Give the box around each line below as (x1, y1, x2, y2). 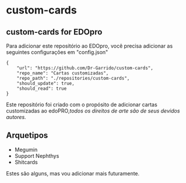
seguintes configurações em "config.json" (6, 49, 109, 56)
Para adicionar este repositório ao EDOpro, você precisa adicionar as (6, 42, 173, 49)
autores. (6, 114, 26, 120)
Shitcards (14, 158, 38, 165)
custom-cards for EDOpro (6, 27, 103, 37)
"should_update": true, (16, 80, 75, 86)
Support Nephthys (14, 152, 60, 159)
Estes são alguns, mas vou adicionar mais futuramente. (6, 170, 140, 177)
